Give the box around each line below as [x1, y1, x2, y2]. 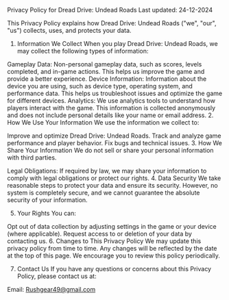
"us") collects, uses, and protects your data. [7, 27, 132, 34]
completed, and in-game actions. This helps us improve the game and [7, 68, 205, 75]
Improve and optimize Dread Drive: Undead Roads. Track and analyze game [7, 132, 221, 140]
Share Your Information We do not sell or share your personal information [7, 147, 214, 154]
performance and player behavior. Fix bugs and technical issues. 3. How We [7, 139, 223, 147]
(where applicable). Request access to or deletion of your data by [7, 229, 192, 238]
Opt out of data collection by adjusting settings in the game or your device [7, 223, 217, 230]
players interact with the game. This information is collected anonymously [7, 104, 216, 112]
